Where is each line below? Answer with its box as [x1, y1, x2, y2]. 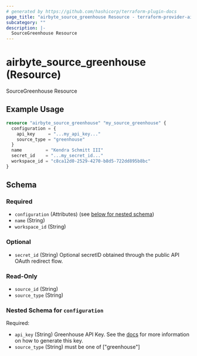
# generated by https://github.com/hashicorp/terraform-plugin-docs [6, 8, 177, 15]
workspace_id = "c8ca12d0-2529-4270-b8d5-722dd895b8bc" [11, 158, 151, 164]
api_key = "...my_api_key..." [16, 131, 101, 137]
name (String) [14, 217, 45, 224]
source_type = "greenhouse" [16, 136, 85, 143]
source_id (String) [14, 286, 59, 293]
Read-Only [6, 272, 38, 280]
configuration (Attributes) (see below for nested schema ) [14, 211, 154, 218]
